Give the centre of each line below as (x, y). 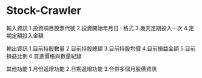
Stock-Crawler (44, 11)
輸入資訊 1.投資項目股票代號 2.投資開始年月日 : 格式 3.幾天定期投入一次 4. (98, 28)
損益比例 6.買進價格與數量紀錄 (44, 56)
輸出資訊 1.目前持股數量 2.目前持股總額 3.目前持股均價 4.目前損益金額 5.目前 (101, 48)
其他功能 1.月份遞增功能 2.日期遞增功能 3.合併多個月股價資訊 (82, 69)
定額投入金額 (27, 35)
